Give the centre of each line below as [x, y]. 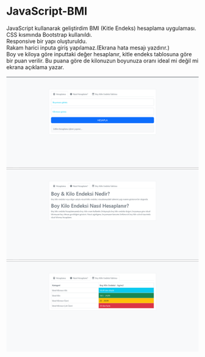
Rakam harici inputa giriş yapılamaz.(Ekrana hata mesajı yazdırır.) [88, 48]
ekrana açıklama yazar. [35, 67]
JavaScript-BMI [47, 11]
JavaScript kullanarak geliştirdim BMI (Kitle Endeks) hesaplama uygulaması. [101, 28]
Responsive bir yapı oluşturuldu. [47, 41]
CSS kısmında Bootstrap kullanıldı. [49, 34]
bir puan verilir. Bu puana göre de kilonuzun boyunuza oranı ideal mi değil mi [103, 61]
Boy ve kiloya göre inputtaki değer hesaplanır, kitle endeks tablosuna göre [99, 54]
